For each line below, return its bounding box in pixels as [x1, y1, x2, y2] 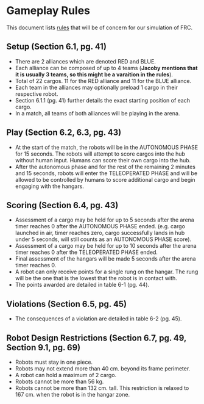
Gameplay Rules [6, 4, 90, 18]
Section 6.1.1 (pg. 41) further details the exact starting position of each [15, 96, 191, 104]
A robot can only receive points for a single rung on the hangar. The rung [15, 268, 199, 275]
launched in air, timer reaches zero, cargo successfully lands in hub [15, 229, 185, 237]
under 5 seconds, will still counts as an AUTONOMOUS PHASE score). [15, 236, 192, 243]
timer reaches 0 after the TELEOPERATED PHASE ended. [15, 248, 158, 256]
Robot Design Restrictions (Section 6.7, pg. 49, [6, 333, 187, 343]
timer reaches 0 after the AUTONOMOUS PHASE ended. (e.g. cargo [15, 223, 186, 230]
